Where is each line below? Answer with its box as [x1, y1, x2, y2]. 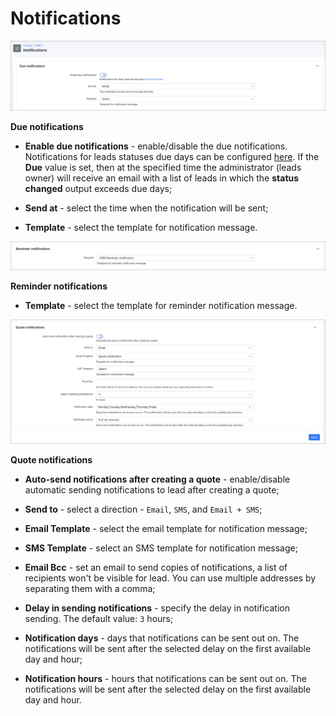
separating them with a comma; [24, 582, 156, 594]
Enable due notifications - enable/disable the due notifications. [24, 140, 288, 152]
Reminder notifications [10, 280, 108, 292]
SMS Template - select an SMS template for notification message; [24, 542, 298, 554]
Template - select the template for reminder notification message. [24, 300, 298, 312]
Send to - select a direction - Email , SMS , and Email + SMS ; [24, 503, 263, 515]
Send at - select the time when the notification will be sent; [24, 202, 269, 214]
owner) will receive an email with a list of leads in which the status [24, 172, 300, 184]
